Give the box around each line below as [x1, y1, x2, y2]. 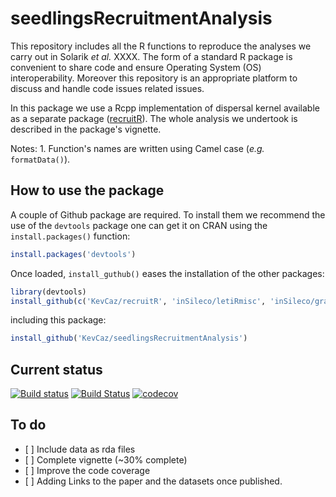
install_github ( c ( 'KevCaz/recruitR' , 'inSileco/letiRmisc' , [10, 296, 267, 306]
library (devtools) [10, 287, 87, 297]
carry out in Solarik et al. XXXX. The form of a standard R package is [10, 50, 293, 62]
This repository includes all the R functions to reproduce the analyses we [10, 40, 312, 52]
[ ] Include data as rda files [24, 443, 136, 455]
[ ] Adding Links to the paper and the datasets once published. [24, 475, 283, 487]
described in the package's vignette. [10, 123, 162, 135]
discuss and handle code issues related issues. [10, 82, 205, 94]
